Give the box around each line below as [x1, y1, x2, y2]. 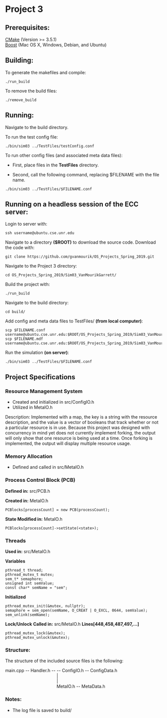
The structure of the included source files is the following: [5, 658, 124, 664]
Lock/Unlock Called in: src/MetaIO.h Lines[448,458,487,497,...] [5, 621, 139, 627]
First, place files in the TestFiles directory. [12, 162, 99, 168]
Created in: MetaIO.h [5, 497, 49, 504]
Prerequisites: [5, 23, 50, 32]
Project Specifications [5, 373, 76, 381]
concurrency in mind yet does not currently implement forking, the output [5, 430, 156, 436]
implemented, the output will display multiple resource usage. [5, 440, 131, 446]
